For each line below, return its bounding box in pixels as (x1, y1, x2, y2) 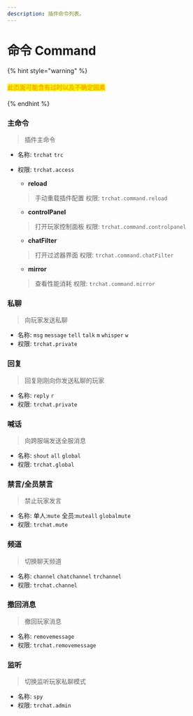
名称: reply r (17, 391, 55, 399)
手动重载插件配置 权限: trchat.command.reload (34, 194, 168, 202)
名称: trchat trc (17, 150, 64, 159)
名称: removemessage (17, 632, 75, 640)
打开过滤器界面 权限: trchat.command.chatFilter (34, 251, 174, 260)
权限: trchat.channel (17, 581, 78, 589)
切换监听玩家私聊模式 (24, 677, 86, 686)
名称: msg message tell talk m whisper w (17, 331, 129, 339)
